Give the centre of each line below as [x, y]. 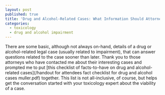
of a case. [15, 88]
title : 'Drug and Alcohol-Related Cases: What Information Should [74, 19]
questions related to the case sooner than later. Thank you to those [73, 57]
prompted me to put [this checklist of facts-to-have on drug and [70, 67]
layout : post [18, 10]
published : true [22, 14]
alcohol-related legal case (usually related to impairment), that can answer [80, 52]
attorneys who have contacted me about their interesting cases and [73, 62]
